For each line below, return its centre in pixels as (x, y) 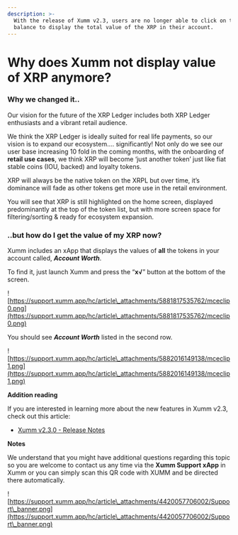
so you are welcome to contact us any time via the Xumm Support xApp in (117, 465)
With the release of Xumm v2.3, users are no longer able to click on (120, 21)
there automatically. (36, 480)
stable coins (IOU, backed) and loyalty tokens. (74, 166)
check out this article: (39, 416)
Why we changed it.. (44, 99)
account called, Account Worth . (55, 258)
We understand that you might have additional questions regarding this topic (119, 458)
